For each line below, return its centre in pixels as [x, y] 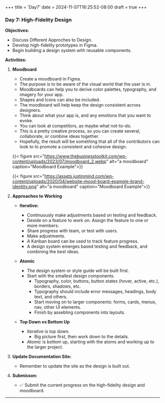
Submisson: [25, 376]
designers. [30, 110]
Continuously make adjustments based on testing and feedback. [92, 215]
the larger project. [45, 347]
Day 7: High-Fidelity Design [39, 20]
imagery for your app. [41, 95]
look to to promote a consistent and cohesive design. [73, 147]
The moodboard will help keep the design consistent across [80, 105]
